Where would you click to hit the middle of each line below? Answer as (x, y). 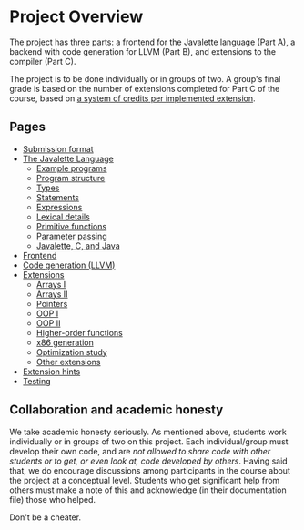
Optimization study (71, 352)
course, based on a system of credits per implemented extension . (133, 98)
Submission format (58, 148)
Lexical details (63, 217)
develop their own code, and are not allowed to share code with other (140, 451)
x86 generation (65, 342)
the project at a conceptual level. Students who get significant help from (145, 480)
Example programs (71, 168)
